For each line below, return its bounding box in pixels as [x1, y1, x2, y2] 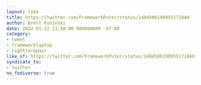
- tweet [6, 37, 26, 42]
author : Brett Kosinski [6, 20, 66, 26]
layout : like [6, 8, 39, 15]
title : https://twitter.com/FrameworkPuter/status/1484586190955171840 [6, 14, 190, 20]
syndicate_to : [6, 59, 42, 65]
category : [6, 31, 31, 37]
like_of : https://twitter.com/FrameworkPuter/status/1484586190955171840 [6, 53, 196, 59]
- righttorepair [6, 48, 47, 54]
